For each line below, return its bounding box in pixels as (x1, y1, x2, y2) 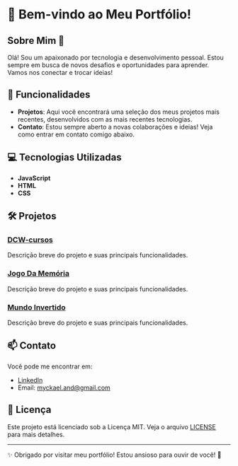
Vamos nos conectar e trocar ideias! (7, 69, 113, 76)
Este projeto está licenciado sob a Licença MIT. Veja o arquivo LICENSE (7, 422, 216, 431)
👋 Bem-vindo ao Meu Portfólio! (7, 6, 191, 23)
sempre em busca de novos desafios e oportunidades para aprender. (7, 61, 210, 69)
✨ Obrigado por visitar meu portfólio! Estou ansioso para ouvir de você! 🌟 (7, 450, 222, 459)
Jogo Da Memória (7, 269, 69, 279)
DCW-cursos (7, 235, 53, 245)
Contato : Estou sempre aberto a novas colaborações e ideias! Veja (17, 122, 213, 131)
